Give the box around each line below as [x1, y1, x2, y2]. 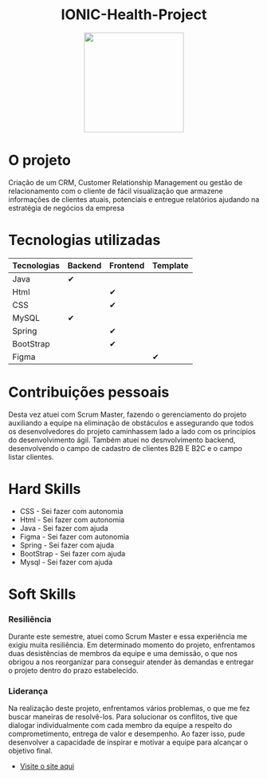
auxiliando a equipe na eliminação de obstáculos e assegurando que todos [8, 417, 254, 428]
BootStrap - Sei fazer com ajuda [19, 548, 126, 558]
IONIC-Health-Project [61, 6, 207, 24]
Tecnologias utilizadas [8, 231, 161, 249]
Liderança [8, 686, 49, 697]
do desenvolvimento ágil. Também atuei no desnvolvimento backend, [8, 435, 236, 445]
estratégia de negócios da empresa [8, 203, 125, 212]
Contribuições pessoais [8, 383, 170, 401]
